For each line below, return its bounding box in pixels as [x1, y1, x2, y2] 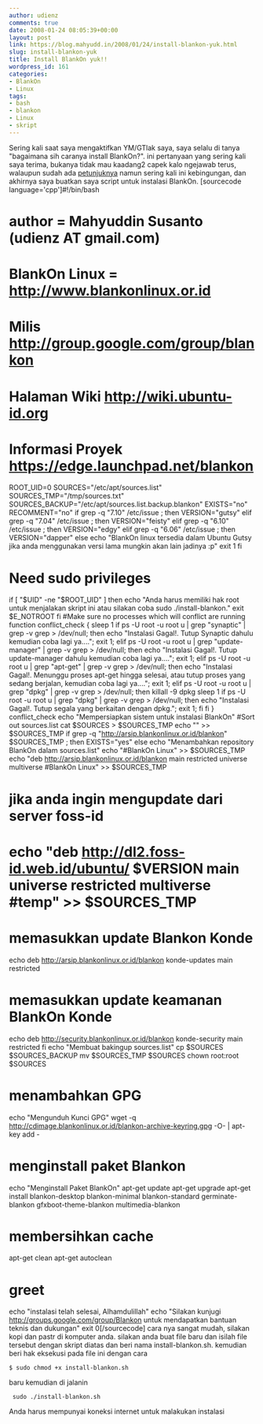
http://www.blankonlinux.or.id [9, 282, 211, 300]
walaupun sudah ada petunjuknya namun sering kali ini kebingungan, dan [9, 168, 247, 177]
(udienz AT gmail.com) [9, 229, 160, 247]
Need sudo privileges [9, 569, 152, 587]
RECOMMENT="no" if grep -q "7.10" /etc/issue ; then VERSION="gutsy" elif [9, 508, 252, 517]
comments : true [9, 19, 59, 27]
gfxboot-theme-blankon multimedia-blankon [36, 1200, 181, 1209]
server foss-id [9, 807, 104, 825]
